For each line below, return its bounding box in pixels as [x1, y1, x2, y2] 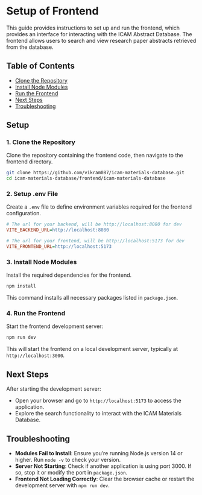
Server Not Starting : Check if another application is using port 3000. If [14, 462, 192, 470]
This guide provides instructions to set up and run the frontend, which [6, 24, 180, 31]
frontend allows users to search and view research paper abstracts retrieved [6, 37, 197, 44]
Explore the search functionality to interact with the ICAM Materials [14, 410, 182, 417]
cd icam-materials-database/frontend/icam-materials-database [6, 175, 166, 181]
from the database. [6, 43, 54, 51]
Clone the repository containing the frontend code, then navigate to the [6, 152, 183, 159]
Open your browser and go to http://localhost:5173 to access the [14, 397, 182, 405]
